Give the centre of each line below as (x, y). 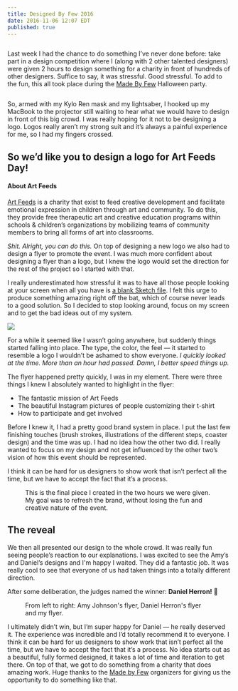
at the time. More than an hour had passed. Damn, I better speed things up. (118, 363)
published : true (31, 27)
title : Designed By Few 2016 (50, 14)
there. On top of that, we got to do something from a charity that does (109, 665)
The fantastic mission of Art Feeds (68, 398)
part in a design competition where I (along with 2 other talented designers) (118, 61)
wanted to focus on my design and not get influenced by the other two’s (113, 449)
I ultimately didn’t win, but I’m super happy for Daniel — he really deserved (117, 626)
